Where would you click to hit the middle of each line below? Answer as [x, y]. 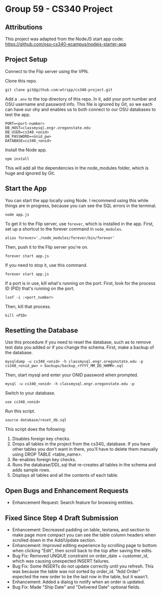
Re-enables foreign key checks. [44, 460]
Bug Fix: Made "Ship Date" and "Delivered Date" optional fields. [76, 587]
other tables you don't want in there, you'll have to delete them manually [85, 449]
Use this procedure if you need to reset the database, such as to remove [78, 342]
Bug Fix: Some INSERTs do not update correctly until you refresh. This [83, 566]
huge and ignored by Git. [30, 173]
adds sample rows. [31, 470]
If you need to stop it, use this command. [46, 265]
